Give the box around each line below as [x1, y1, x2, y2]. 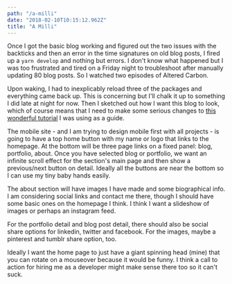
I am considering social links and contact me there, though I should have [7, 192, 214, 200]
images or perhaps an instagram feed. [7, 207, 116, 215]
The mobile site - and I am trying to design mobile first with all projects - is [7, 127, 220, 135]
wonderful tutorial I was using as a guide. [7, 114, 125, 122]
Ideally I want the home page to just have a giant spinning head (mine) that [7, 248, 220, 256]
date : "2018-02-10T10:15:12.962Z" [7, 17, 107, 23]
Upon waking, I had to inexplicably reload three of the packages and [7, 84, 202, 93]
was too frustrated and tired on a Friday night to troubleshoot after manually [7, 64, 224, 73]
